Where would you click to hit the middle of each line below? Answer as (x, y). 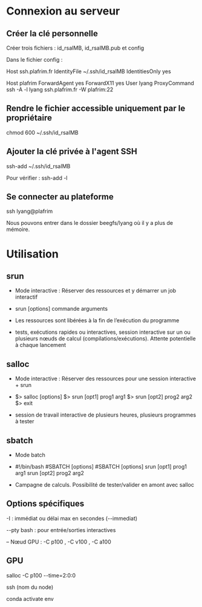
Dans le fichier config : (34, 60)
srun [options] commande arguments (61, 309)
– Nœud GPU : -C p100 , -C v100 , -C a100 (59, 542)
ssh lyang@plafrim (30, 211)
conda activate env (30, 599)
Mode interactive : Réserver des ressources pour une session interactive (106, 378)
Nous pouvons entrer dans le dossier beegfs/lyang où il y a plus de (90, 223)
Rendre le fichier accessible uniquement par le (96, 109)
